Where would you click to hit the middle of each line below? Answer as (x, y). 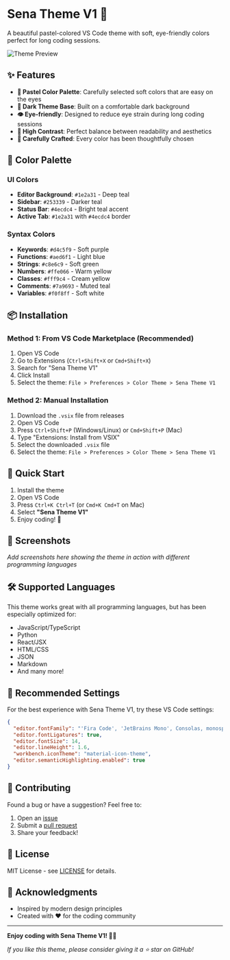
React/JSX (31, 642)
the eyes (29, 99)
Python (27, 635)
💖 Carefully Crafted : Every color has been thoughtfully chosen (105, 138)
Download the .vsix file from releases (71, 415)
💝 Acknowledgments (52, 892)
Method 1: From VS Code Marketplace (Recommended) (100, 339)
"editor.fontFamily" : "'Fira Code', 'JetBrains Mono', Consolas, (108, 728)
